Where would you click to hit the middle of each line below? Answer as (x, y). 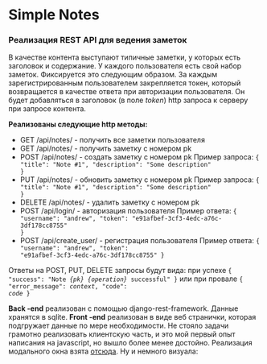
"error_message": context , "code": (68, 287)
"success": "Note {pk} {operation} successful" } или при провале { (126, 279)
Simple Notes (54, 15)
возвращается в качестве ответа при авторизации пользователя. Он (127, 92)
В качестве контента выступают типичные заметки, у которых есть (125, 57)
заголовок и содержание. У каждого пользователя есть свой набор (125, 66)
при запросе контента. (47, 109)
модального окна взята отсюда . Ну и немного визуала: (103, 351)
